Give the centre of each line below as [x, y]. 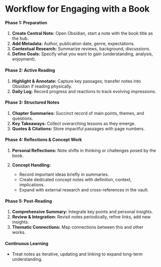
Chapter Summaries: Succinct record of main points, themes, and [78, 113]
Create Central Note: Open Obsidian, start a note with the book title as [82, 33]
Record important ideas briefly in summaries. [64, 174]
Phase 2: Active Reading [30, 70]
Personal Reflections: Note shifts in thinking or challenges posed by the [84, 150]
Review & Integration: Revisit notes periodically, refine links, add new [81, 217]
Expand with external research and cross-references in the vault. [84, 190]
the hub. [20, 39]
